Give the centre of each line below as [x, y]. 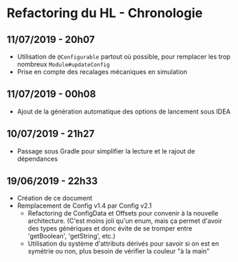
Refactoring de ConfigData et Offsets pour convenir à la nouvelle [123, 213]
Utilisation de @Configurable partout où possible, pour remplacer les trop [124, 56]
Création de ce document [55, 198]
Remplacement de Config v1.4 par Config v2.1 [84, 206]
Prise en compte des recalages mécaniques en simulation [102, 72]
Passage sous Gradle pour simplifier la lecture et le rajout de [106, 151]
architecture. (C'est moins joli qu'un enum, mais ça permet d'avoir [125, 221]
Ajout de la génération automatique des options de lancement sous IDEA [124, 111]
